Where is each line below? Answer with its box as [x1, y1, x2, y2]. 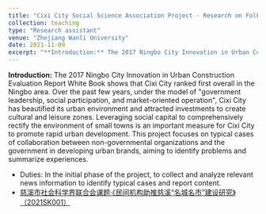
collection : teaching [8, 19, 80, 27]
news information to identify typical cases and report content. [19, 178, 222, 187]
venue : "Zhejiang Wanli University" [8, 33, 129, 42]
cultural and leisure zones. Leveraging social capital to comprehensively [8, 113, 244, 121]
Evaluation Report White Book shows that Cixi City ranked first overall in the [8, 78, 255, 88]
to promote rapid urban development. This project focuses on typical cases [8, 129, 254, 139]
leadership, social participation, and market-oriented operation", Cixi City [8, 96, 247, 105]
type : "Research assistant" [8, 26, 101, 34]
